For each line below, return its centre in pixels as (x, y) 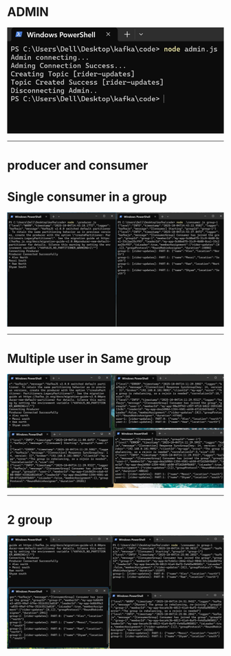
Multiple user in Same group (89, 359)
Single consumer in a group (87, 197)
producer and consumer (78, 166)
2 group (30, 520)
